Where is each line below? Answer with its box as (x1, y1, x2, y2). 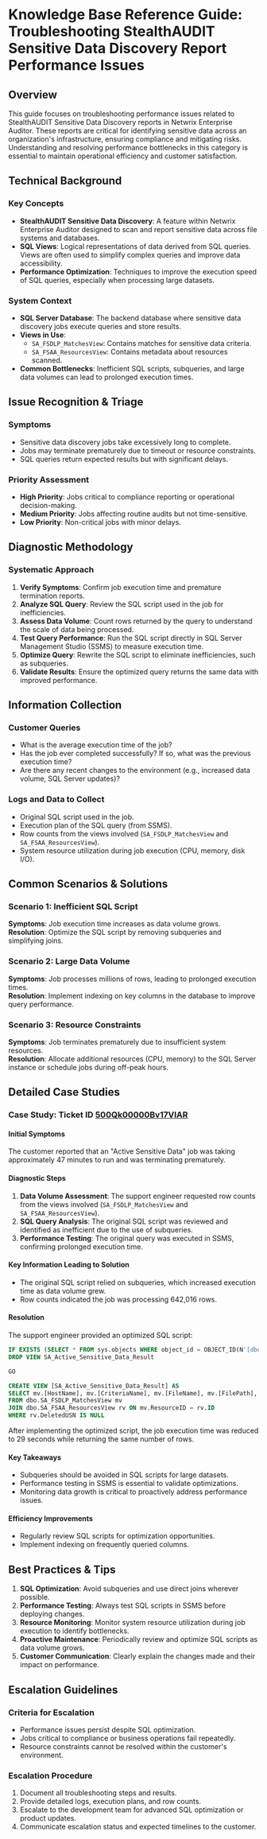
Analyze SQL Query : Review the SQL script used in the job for (19, 599, 224, 609)
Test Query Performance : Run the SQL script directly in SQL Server (19, 633, 242, 642)
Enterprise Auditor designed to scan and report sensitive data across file (19, 224, 257, 234)
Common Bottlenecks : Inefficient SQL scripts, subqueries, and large (19, 363, 245, 373)
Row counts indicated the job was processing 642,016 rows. (19, 1294, 217, 1304)
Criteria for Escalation (8, 1707, 95, 1718)
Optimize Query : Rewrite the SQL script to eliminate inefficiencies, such (19, 650, 256, 659)
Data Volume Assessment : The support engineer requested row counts (19, 1191, 256, 1201)
